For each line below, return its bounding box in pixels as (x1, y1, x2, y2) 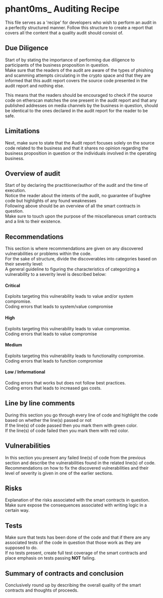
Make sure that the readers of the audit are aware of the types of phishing (5, 67, 153, 73)
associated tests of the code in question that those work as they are (5, 540, 141, 545)
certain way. (5, 507, 30, 513)
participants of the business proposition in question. (5, 62, 109, 68)
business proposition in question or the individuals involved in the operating (5, 150, 157, 156)
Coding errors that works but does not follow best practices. (5, 380, 126, 385)
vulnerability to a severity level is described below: (5, 272, 107, 277)
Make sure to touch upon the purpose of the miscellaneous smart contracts (5, 213, 157, 219)
